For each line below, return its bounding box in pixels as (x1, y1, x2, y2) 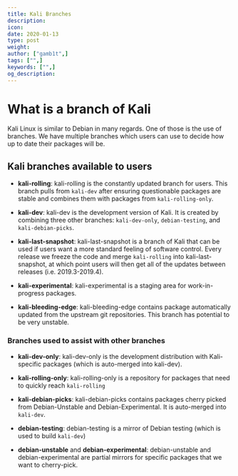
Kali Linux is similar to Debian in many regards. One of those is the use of (7, 124, 222, 133)
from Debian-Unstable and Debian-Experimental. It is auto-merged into (17, 402, 227, 411)
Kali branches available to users (7, 160, 152, 172)
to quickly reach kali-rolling (17, 381, 105, 390)
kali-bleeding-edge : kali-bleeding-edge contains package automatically (17, 303, 232, 311)
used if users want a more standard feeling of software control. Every (17, 245, 222, 253)
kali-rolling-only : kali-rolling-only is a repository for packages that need (17, 373, 230, 382)
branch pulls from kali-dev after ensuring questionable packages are (17, 187, 222, 196)
